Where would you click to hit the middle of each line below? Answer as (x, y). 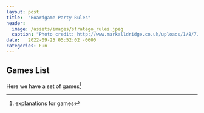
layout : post (23, 12)
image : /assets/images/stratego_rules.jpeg (67, 29)
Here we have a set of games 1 (44, 86)
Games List (28, 70)
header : (16, 23)
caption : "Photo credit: (43, 35)
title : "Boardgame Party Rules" (49, 18)
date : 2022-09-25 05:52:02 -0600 (51, 40)
